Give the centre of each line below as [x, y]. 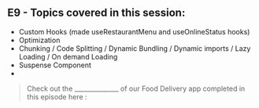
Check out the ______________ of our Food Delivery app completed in [136, 88]
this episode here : [57, 96]
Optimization [39, 40]
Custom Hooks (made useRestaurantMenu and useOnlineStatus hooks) [134, 31]
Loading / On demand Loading [68, 56]
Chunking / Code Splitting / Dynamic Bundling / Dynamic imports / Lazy [135, 48]
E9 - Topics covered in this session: [96, 13]
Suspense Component [55, 65]
